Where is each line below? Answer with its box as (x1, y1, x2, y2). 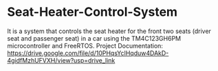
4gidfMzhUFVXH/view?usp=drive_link (7, 56, 116, 64)
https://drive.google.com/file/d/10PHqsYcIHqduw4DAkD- (7, 49, 169, 57)
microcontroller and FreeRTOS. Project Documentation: (7, 41, 164, 50)
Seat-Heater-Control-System (7, 4, 177, 20)
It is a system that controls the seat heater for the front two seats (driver (7, 27, 212, 35)
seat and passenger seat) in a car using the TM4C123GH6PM (7, 34, 181, 42)
